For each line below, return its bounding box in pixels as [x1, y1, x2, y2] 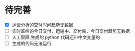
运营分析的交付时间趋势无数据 [11, 22, 73, 28]
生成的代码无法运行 [11, 41, 52, 47]
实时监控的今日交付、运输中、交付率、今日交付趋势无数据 [11, 28, 130, 34]
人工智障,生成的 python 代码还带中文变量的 [11, 34, 100, 40]
